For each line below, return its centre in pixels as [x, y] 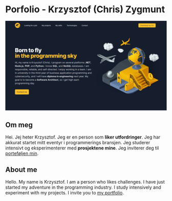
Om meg [19, 125]
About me [21, 170]
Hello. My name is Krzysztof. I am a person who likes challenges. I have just [85, 182]
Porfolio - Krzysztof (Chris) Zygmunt [85, 9]
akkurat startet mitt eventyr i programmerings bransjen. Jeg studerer [78, 143]
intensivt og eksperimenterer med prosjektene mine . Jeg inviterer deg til [82, 148]
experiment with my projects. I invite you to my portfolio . [64, 193]
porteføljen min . [22, 153]
